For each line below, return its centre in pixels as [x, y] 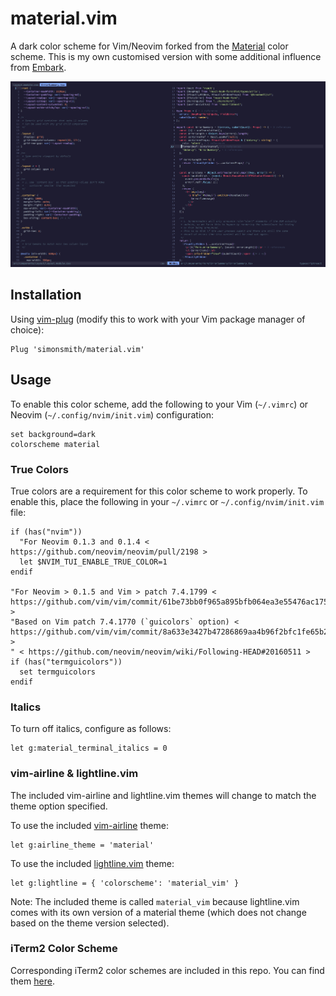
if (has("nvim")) [46, 532]
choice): [27, 329]
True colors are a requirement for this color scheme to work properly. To [159, 491]
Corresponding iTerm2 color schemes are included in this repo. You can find [167, 970]
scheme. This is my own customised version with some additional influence [166, 56]
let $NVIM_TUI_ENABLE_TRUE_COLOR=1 [93, 562]
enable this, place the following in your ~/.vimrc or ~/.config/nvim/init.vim [167, 501]
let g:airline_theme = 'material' [82, 845]
